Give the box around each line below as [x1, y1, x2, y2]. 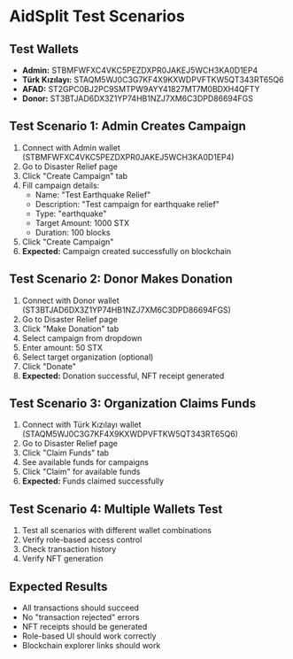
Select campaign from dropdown [21, 332, 143, 343]
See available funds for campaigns [21, 457, 149, 468]
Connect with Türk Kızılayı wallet [21, 419, 142, 430]
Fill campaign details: [21, 180, 100, 190]
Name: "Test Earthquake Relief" [35, 189, 151, 200]
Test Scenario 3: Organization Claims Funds [9, 396, 257, 411]
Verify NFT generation [21, 554, 104, 564]
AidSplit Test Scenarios [9, 6, 186, 27]
